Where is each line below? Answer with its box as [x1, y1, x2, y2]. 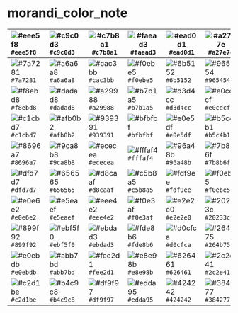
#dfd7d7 [11, 186, 37, 194]
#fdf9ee [165, 186, 191, 194]
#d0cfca [165, 241, 191, 249]
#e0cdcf [205, 103, 231, 111]
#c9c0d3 [49, 48, 76, 56]
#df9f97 [88, 295, 115, 304]
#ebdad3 [88, 241, 115, 249]
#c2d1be [11, 295, 37, 304]
